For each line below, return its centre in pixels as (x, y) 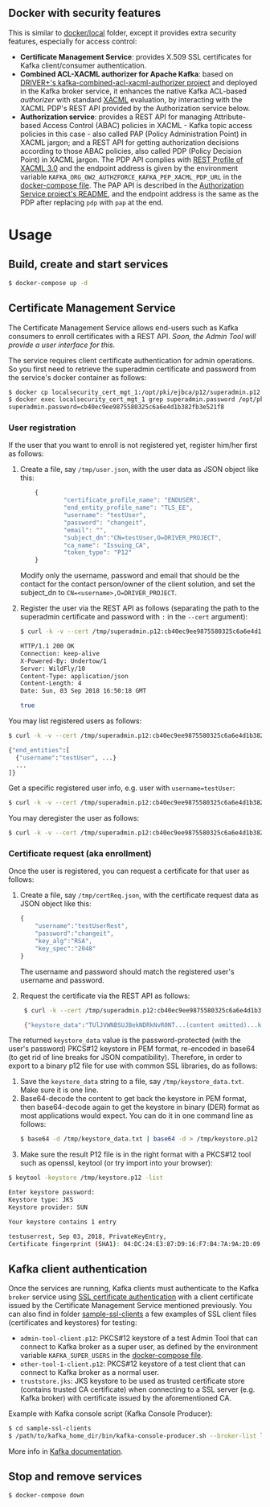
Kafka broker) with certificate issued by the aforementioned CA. (126, 1398)
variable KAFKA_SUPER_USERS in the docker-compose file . (111, 1356)
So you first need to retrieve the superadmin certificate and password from (132, 369)
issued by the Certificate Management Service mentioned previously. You (130, 1306)
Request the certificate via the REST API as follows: (105, 996)
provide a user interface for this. (62, 345)
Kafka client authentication (78, 1269)
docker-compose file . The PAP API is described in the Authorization (132, 185)
